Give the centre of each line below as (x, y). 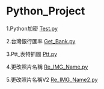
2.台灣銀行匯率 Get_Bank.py (41, 41)
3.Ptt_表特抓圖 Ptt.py (32, 54)
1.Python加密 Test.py (32, 28)
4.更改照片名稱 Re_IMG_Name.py (47, 67)
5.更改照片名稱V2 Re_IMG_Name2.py (52, 79)
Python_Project (46, 11)
